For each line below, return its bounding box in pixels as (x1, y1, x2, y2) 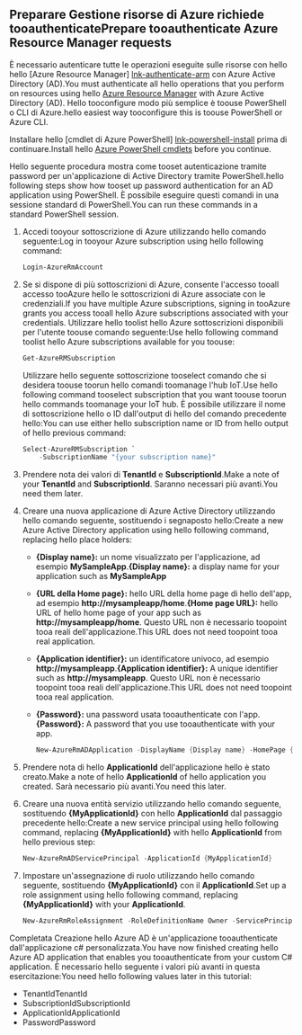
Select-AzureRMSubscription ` (22, 444, 137, 453)
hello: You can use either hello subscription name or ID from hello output (22, 417, 289, 428)
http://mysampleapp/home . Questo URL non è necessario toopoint (35, 617, 288, 628)
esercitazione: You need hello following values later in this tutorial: (9, 970, 252, 981)
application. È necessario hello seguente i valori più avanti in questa (9, 961, 261, 972)
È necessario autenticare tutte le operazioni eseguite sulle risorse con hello (9, 58, 288, 70)
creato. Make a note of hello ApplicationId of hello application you (22, 772, 267, 782)
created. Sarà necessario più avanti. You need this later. (22, 781, 226, 792)
